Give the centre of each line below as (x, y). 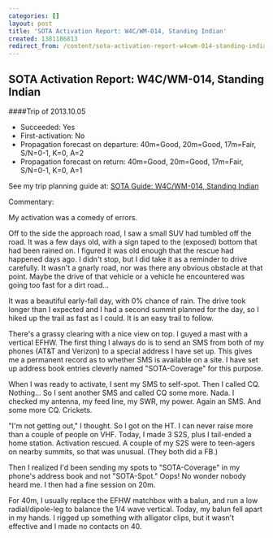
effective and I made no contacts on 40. (75, 526)
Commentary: (31, 202)
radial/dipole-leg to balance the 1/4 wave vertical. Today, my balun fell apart (135, 509)
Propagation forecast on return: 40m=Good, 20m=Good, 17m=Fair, (132, 161)
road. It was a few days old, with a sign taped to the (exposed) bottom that (133, 241)
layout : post (30, 24)
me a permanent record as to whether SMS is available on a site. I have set (133, 359)
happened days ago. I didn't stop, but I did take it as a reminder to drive (128, 259)
